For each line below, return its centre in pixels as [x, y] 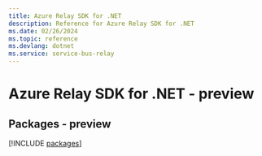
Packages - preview [60, 124]
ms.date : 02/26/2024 [44, 31]
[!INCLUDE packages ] [45, 143]
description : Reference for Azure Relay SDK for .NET [102, 24]
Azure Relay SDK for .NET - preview [131, 94]
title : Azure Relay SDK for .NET [65, 16]
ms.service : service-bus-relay [61, 54]
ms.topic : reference [44, 39]
